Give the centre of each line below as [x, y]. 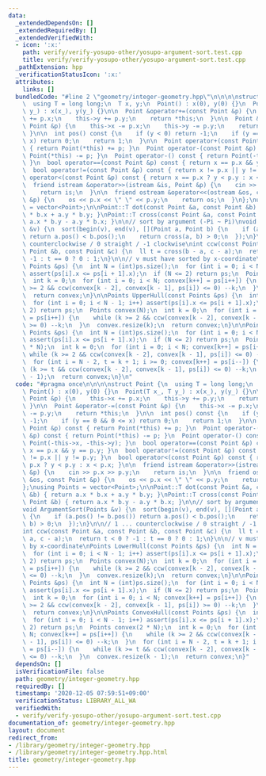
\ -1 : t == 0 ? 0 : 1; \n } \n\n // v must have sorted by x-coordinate [140, 258]
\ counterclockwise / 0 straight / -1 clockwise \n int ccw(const [131, 244]
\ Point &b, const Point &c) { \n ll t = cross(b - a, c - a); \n [133, 251]
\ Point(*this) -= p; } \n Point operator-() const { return [125, 155]
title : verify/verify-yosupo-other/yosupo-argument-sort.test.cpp [134, 60]
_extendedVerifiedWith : [54, 38]
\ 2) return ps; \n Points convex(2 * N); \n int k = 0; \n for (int [140, 627]
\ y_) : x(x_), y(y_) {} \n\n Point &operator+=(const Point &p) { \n [140, 112]
